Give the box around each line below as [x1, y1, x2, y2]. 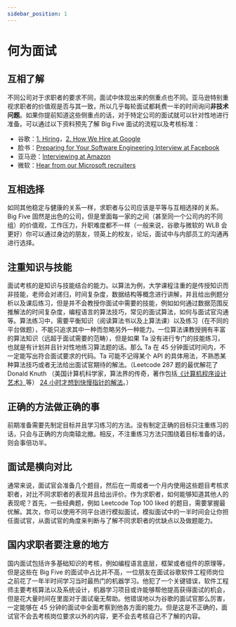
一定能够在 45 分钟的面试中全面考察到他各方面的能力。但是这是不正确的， [7, 603, 222, 612]
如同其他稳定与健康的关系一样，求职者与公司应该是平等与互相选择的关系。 [7, 204, 223, 212]
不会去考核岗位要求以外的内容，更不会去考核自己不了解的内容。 [19, 612, 204, 620]
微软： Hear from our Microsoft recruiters [17, 161, 136, 169]
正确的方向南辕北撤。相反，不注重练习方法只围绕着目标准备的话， [37, 430, 229, 438]
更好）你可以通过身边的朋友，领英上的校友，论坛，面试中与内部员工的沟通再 [7, 230, 229, 238]
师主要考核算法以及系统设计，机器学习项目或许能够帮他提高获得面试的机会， [7, 585, 229, 594]
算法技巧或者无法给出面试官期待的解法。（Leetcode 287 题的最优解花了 [13, 361, 218, 369]
